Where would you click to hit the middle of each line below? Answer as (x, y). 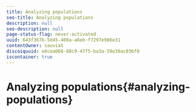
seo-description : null (35, 29)
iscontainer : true (29, 57)
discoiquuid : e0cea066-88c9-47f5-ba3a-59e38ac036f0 (73, 51)
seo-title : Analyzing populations (50, 18)
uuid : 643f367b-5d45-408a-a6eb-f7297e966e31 (63, 40)
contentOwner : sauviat (35, 46)
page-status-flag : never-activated (51, 35)
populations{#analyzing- (126, 87)
